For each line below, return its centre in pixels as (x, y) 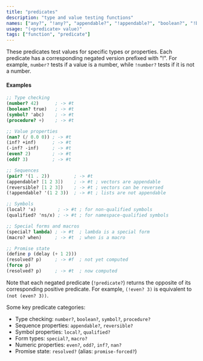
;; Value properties (32, 131)
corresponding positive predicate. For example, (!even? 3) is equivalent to (99, 289)
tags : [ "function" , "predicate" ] (48, 35)
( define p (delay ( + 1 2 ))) (42, 254)
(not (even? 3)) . (27, 295)
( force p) (19, 265)
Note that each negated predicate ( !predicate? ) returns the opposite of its (99, 282)
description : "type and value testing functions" (70, 18)
